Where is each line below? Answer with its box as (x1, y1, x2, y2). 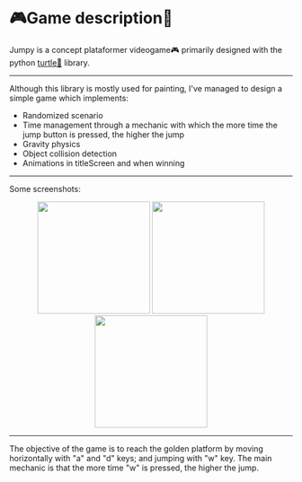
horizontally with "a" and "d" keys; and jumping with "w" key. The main (9, 452, 272, 463)
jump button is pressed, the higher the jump (22, 128, 185, 140)
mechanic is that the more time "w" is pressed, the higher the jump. (9, 462, 259, 473)
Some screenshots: (9, 183, 81, 194)
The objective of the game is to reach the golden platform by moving (9, 443, 263, 454)
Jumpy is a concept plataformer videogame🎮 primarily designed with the (9, 44, 283, 55)
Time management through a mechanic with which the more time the (22, 119, 279, 130)
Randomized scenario (22, 110, 103, 120)
